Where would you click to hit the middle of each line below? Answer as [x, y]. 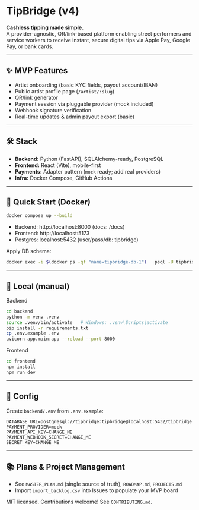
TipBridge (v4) [43, 11]
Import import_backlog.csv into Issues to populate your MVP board [96, 490]
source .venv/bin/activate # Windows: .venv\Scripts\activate [87, 322]
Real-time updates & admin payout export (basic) [75, 117]
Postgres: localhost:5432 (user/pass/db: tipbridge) [76, 240]
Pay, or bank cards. [30, 46]
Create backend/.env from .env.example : [55, 411]
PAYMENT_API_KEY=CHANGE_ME [39, 432]
